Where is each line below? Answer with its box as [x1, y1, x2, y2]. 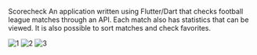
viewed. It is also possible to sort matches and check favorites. [8, 24, 212, 32]
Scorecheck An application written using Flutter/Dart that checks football [8, 7, 244, 16]
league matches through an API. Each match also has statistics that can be [8, 15, 249, 24]
